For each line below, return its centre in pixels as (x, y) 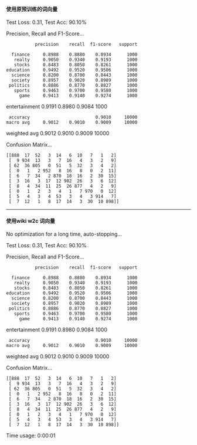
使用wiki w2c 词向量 (31, 220)
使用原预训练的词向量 (32, 9)
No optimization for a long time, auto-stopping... (64, 234)
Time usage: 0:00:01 (31, 436)
